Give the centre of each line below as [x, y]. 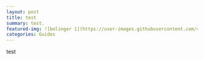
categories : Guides [31, 35]
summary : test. [25, 23]
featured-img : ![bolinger [39, 29]
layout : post [23, 12]
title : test [21, 18]
